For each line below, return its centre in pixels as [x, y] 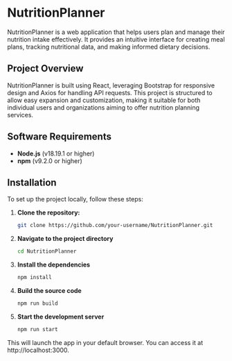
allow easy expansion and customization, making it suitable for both [104, 100]
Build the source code [49, 291]
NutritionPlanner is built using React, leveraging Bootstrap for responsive [111, 85]
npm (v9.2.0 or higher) [50, 160]
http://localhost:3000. [38, 350]
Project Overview [45, 68]
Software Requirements [60, 137]
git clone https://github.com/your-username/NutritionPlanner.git [115, 226]
